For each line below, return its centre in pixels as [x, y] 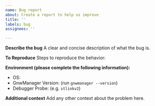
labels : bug [18, 24]
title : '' [16, 19]
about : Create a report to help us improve [52, 15]
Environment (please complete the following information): [68, 68]
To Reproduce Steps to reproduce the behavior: [55, 58]
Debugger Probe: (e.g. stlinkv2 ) [46, 88]
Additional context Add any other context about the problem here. [75, 98]
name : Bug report [24, 10]
